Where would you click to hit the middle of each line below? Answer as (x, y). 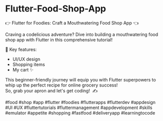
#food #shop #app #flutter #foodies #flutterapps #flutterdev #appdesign (80, 102)
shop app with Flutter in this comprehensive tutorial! (59, 39)
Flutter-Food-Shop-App (56, 9)
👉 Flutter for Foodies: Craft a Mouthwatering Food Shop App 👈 (72, 22)
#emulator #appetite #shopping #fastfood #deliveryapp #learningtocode (80, 112)
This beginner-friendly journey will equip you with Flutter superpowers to (81, 79)
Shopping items (29, 64)
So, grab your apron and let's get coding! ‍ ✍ (51, 90)
